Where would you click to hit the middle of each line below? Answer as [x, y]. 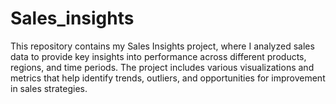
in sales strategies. [49, 88]
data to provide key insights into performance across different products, [158, 56]
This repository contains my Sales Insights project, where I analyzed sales [162, 46]
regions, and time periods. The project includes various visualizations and [162, 67]
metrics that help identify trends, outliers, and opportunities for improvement [168, 78]
